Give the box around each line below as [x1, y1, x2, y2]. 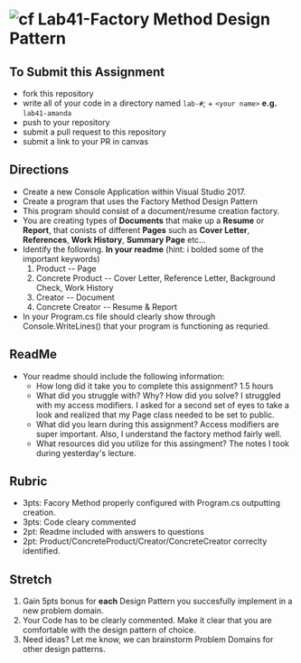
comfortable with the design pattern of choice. [22, 624, 196, 636]
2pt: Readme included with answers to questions [22, 527, 205, 537]
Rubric [9, 474, 48, 490]
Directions [9, 163, 70, 178]
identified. [22, 546, 61, 556]
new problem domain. [22, 605, 104, 616]
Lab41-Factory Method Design [37, 9, 271, 30]
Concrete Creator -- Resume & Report [35, 301, 178, 312]
